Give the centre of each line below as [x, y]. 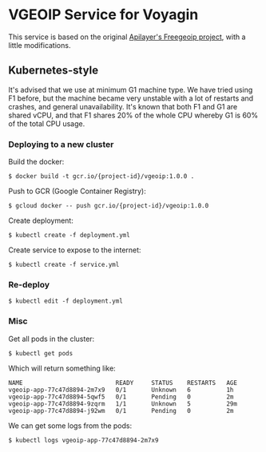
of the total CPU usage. [47, 123]
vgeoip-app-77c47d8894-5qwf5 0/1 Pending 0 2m [121, 397]
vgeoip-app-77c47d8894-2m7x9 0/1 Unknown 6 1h [121, 390]
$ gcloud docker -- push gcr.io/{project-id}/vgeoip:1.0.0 [109, 206]
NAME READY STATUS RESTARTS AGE [123, 383]
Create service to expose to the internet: [75, 250]
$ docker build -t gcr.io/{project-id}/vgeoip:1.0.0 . [101, 176]
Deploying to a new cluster [61, 144]
